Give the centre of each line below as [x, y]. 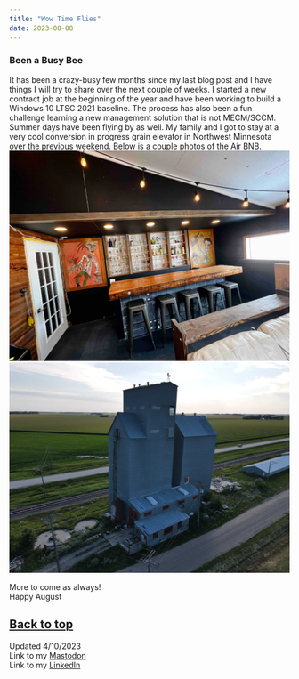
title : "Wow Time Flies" [55, 19]
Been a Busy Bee [46, 61]
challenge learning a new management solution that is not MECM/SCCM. [143, 117]
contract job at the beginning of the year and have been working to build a [145, 99]
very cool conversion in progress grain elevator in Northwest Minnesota [141, 136]
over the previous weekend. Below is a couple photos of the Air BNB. [136, 146]
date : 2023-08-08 [41, 28]
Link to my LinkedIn [45, 665]
